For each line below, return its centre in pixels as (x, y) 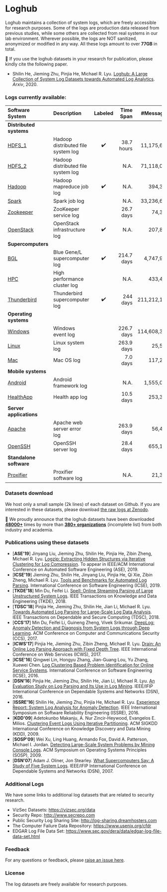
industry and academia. (29, 529)
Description (67, 113)
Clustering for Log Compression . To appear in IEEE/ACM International (83, 564)
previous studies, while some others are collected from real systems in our (82, 33)
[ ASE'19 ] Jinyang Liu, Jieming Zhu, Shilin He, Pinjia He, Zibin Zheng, (82, 553)
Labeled (104, 113)
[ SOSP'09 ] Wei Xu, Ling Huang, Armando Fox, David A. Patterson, (80, 739)
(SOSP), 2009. (27, 755)
